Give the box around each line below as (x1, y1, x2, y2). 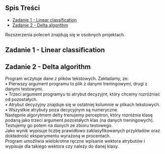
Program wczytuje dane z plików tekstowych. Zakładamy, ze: (5, 76, 129, 81)
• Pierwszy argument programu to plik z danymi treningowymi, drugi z (5, 81, 148, 87)
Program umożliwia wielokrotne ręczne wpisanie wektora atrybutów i (5, 138, 145, 144)
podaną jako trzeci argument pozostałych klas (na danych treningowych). (5, 117, 154, 123)
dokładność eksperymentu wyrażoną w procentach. (5, 133, 111, 139)
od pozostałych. (5, 97, 38, 103)
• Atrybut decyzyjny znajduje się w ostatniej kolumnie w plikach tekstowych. (5, 102, 161, 107)
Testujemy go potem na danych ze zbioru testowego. (5, 123, 113, 128)
